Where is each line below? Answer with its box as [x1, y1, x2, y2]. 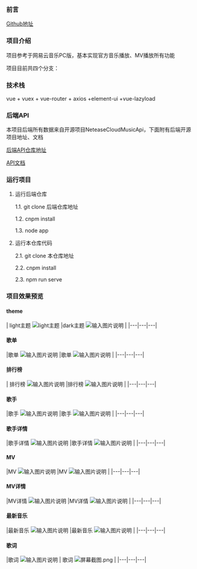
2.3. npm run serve [14, 276, 62, 283]
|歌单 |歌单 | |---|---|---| [6, 351, 145, 358]
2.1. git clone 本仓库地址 [14, 252, 74, 260]
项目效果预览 [6, 292, 44, 301]
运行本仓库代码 [14, 239, 52, 247]
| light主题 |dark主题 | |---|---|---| [6, 321, 158, 329]
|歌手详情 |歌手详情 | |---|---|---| [6, 439, 166, 447]
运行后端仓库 [14, 190, 47, 198]
